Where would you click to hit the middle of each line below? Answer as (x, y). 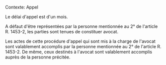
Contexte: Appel (22, 7)
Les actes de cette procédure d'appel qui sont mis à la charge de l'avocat (80, 41)
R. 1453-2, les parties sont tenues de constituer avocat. (62, 32)
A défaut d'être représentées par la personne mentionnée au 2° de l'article (82, 26)
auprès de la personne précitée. (38, 57)
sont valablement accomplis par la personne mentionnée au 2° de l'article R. (83, 46)
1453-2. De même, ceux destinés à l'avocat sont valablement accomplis (79, 52)
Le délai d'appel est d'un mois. (37, 17)
